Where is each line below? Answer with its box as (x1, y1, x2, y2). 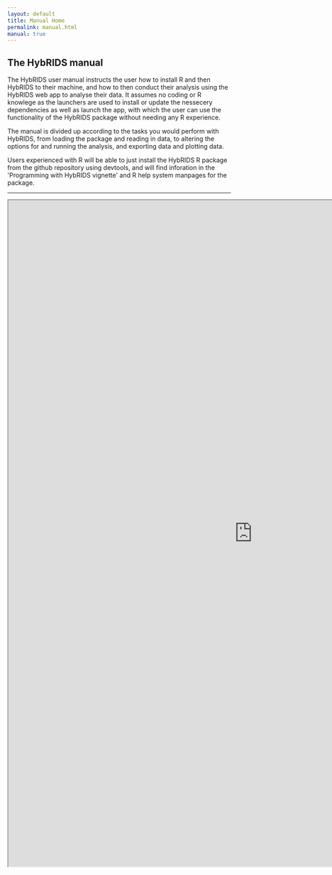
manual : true (7, 30, 46, 38)
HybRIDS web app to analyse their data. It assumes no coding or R (7, 90, 202, 100)
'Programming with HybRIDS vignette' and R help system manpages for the (7, 171, 227, 180)
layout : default (7, 10, 55, 18)
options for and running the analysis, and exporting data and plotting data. (7, 142, 225, 151)
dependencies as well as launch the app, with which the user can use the (7, 106, 222, 114)
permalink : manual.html (7, 23, 78, 31)
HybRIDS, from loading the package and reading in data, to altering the (7, 134, 215, 143)
